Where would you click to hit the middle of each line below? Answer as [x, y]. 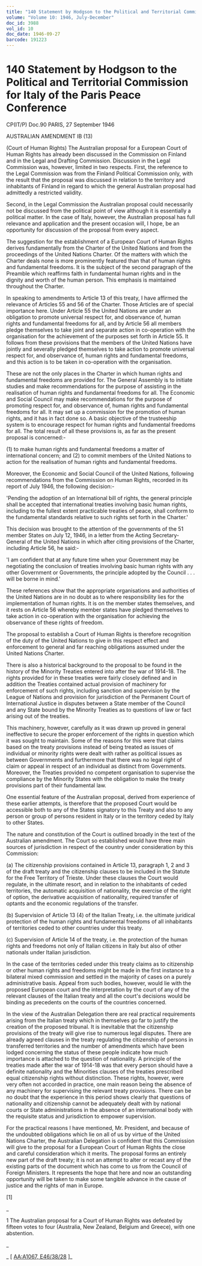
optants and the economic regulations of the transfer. [72, 903]
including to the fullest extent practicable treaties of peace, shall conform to [100, 511]
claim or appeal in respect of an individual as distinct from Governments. [96, 766]
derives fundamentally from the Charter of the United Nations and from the [99, 248]
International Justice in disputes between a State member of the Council [96, 703]
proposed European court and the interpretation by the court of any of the [98, 989]
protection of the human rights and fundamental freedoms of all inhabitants [99, 921]
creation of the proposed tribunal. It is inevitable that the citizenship [90, 1027]
